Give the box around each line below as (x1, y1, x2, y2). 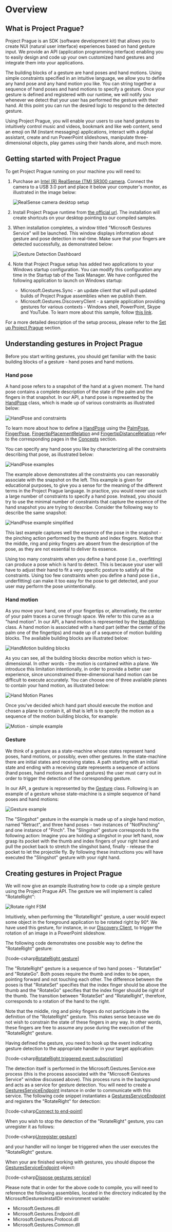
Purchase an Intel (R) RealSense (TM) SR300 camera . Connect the (12, 178, 154, 184)
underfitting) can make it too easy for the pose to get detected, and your (5, 577, 159, 584)
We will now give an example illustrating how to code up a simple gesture (5, 883, 160, 889)
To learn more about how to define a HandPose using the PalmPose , (5, 425, 150, 431)
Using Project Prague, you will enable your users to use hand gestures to (5, 118, 160, 124)
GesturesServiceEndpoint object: (5, 1165, 75, 1171)
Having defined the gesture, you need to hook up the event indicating (5, 1040, 152, 1046)
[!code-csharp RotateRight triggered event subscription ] (5, 1055, 123, 1062)
